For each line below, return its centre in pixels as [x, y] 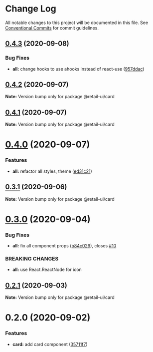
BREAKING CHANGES [32, 258]
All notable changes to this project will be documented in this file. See [77, 23]
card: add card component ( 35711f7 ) [50, 344]
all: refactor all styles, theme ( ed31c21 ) [52, 171]
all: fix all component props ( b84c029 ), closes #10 [64, 246]
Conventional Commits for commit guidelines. [52, 28]
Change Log [31, 9]
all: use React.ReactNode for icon [47, 270]
